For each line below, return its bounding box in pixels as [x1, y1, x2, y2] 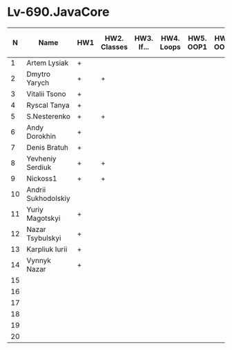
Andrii [26, 184, 46, 194]
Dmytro [26, 69, 50, 79]
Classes [101, 42, 128, 52]
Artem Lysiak [26, 58, 69, 68]
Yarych [26, 77, 50, 87]
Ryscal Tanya [26, 100, 70, 110]
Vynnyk [26, 255, 52, 265]
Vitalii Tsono [26, 89, 67, 99]
